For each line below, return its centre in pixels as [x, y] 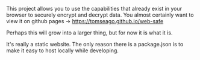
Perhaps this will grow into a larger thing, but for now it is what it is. [89, 33]
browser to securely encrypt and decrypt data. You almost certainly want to [100, 15]
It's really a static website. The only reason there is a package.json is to [95, 44]
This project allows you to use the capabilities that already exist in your [94, 9]
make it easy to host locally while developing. [63, 50]
